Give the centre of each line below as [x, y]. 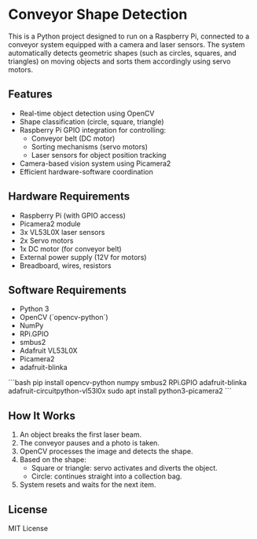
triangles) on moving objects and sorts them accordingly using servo [119, 61]
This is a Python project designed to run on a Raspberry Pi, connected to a [129, 36]
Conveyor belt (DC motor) [73, 138]
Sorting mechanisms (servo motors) [89, 146]
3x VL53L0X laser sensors [62, 232]
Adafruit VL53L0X [48, 350]
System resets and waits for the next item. [88, 485]
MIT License [28, 528]
